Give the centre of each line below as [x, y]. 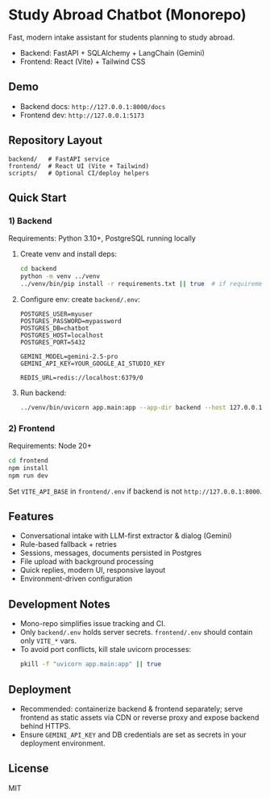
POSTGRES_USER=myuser [56, 314]
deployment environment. [63, 743]
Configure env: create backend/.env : [80, 299]
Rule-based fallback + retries [68, 545]
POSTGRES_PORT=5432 [53, 342]
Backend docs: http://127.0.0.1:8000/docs [93, 106]
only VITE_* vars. [48, 641]
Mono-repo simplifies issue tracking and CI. [93, 624]
